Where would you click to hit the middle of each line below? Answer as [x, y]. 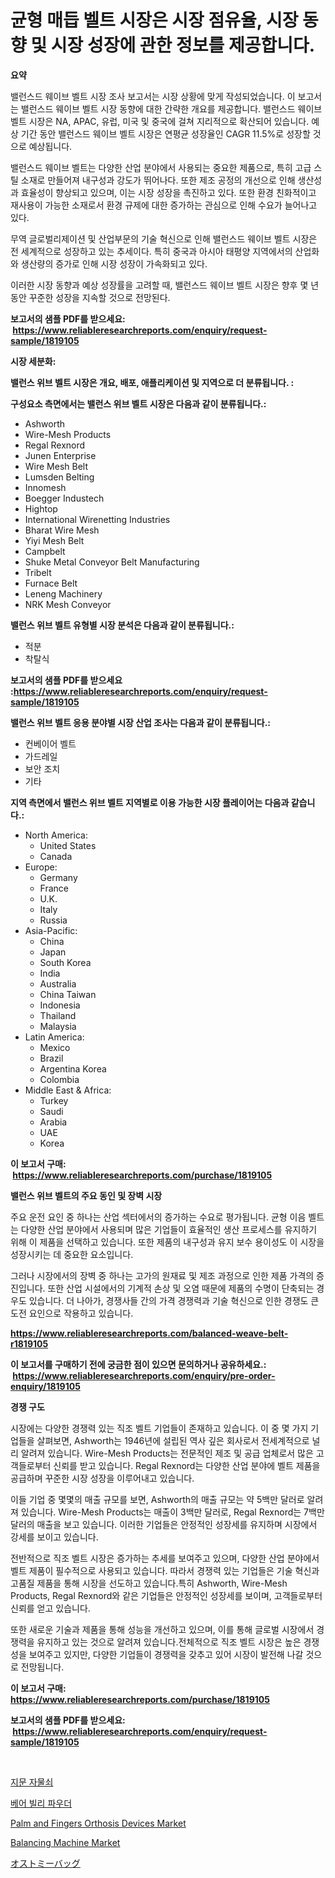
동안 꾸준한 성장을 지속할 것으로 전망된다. [90, 297]
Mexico [55, 1047]
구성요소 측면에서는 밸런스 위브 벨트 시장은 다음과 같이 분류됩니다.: [138, 403]
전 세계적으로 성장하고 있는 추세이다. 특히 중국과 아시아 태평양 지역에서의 [151, 251]
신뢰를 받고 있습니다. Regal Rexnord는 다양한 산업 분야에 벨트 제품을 [187, 1465]
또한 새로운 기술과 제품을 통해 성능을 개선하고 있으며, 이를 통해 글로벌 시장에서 [162, 1629]
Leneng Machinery [63, 593]
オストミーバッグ [45, 1863]
